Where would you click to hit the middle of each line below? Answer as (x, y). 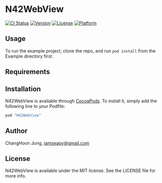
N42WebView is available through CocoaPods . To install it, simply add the (81, 100)
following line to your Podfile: (35, 106)
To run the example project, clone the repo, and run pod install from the (80, 50)
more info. (16, 176)
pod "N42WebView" (23, 115)
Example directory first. (29, 56)
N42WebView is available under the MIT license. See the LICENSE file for (80, 170)
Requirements (27, 72)
